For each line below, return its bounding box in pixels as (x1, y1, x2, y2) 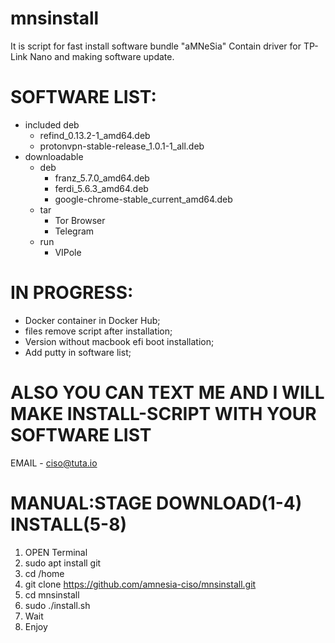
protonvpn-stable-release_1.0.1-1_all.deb (39, 140, 205, 152)
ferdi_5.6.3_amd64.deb (54, 182, 149, 194)
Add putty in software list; (24, 346, 132, 358)
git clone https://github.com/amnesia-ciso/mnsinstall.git (24, 578, 257, 590)
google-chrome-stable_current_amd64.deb (54, 193, 233, 205)
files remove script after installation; (24, 325, 173, 337)
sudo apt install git (24, 557, 102, 569)
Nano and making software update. (29, 50, 175, 62)
